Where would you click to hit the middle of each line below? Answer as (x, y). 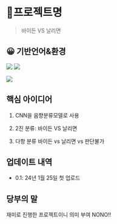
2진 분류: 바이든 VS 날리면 (46, 128)
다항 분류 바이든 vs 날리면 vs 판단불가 (60, 141)
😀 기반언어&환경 (36, 51)
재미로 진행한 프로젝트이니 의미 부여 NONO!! (59, 215)
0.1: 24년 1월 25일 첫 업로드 (48, 178)
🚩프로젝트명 (34, 12)
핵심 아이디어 (29, 100)
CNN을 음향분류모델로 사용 (47, 115)
